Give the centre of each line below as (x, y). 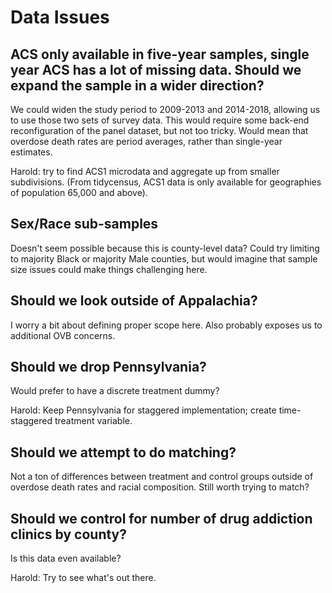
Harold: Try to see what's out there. (83, 578)
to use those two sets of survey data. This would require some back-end (160, 120)
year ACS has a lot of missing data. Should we (156, 69)
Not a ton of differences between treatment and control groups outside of (162, 477)
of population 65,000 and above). (79, 192)
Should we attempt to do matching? (123, 452)
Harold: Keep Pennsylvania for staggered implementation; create (143, 410)
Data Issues (60, 17)
